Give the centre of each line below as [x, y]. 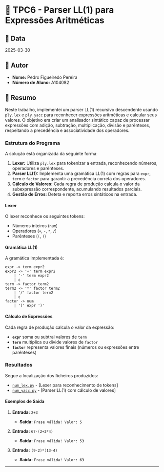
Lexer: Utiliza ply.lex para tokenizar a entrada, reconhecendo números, [85, 163]
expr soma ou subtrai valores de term [49, 337]
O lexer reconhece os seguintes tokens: [45, 216]
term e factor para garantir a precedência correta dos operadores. [79, 178]
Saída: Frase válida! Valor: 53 [52, 441]
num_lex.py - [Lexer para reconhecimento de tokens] [65, 385]
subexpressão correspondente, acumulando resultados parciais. [77, 189]
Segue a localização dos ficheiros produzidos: [52, 375]
